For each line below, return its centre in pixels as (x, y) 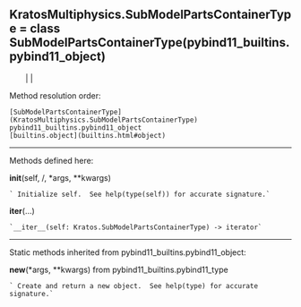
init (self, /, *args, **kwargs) (60, 177)
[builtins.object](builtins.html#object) (88, 135)
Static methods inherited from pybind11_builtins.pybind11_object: (128, 252)
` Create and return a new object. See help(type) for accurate (133, 286)
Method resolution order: (55, 95)
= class (40, 29)
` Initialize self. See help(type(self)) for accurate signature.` (140, 194)
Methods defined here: (52, 160)
